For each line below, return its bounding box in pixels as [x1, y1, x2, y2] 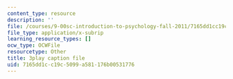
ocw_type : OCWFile [7, 42, 60, 49]
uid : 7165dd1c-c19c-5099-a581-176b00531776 [7, 61, 135, 68]
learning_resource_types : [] [7, 36, 92, 43]
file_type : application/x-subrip [7, 29, 104, 36]
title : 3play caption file [7, 55, 85, 62]
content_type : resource [7, 10, 76, 17]
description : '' [7, 16, 54, 23]
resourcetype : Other [7, 49, 67, 56]
